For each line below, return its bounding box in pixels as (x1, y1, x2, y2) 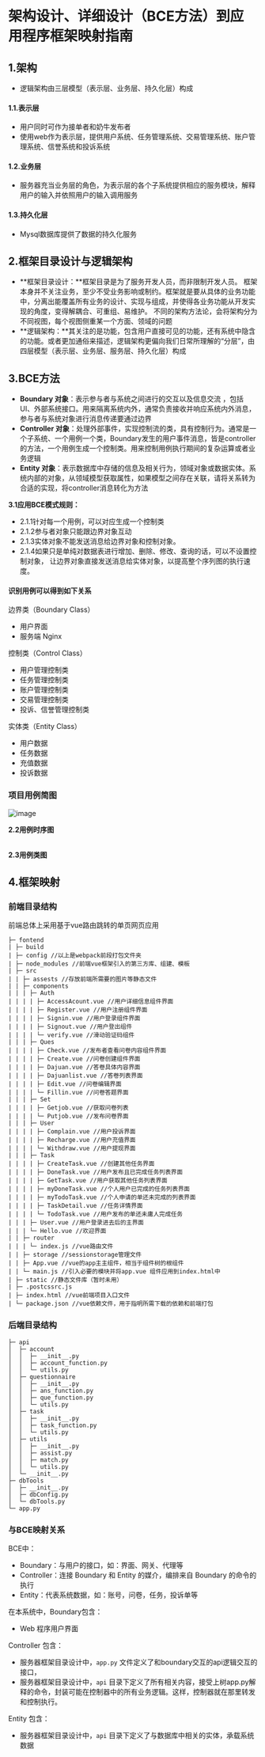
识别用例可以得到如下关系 (8, 586, 92, 595)
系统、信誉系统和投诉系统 (26, 142, 111, 151)
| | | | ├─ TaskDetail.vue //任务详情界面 (8, 1202, 143, 1210)
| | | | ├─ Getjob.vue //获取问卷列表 (8, 1104, 129, 1112)
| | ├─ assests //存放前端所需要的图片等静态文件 (8, 975, 157, 984)
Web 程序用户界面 (19, 1624, 79, 1634)
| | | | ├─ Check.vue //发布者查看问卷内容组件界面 (8, 1046, 167, 1055)
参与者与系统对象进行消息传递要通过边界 (19, 414, 152, 423)
